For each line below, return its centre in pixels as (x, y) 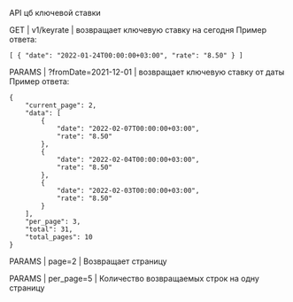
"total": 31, (49, 229)
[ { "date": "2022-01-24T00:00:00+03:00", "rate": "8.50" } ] (126, 56)
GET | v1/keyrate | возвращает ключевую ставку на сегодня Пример (138, 30)
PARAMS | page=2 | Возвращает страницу (88, 261)
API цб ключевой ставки (55, 13)
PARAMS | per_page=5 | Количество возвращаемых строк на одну (134, 279)
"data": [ (43, 113)
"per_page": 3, (53, 221)
